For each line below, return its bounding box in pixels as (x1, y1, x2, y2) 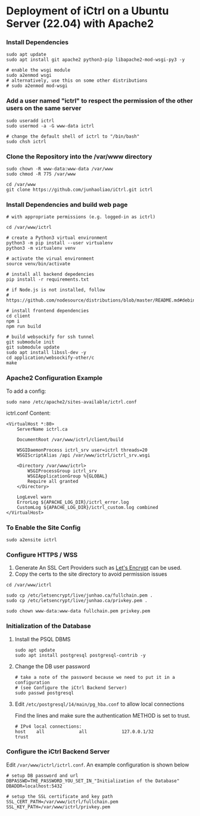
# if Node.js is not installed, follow (6, 287, 105, 293)
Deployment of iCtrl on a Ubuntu (6, 4, 169, 18)
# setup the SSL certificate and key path (6, 793, 113, 799)
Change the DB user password (14, 663, 90, 670)
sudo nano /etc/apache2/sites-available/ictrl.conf (6, 399, 137, 405)
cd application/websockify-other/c (6, 355, 95, 361)
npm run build (6, 324, 42, 330)
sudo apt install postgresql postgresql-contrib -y (14, 652, 146, 658)
